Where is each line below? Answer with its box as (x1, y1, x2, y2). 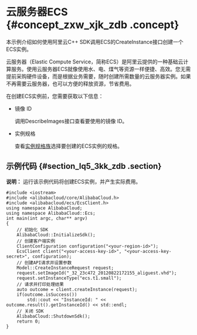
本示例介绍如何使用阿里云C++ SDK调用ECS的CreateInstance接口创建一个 (6, 38, 184, 45)
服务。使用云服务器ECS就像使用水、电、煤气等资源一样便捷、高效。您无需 (11, 65, 191, 72)
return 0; (16, 318, 41, 324)
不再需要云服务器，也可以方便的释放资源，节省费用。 (6, 80, 135, 87)
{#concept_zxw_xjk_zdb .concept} (6, 18, 179, 32)
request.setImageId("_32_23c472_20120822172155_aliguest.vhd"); (16, 270, 177, 276)
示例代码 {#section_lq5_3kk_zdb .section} (6, 161, 162, 171)
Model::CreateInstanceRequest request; (16, 265, 114, 270)
